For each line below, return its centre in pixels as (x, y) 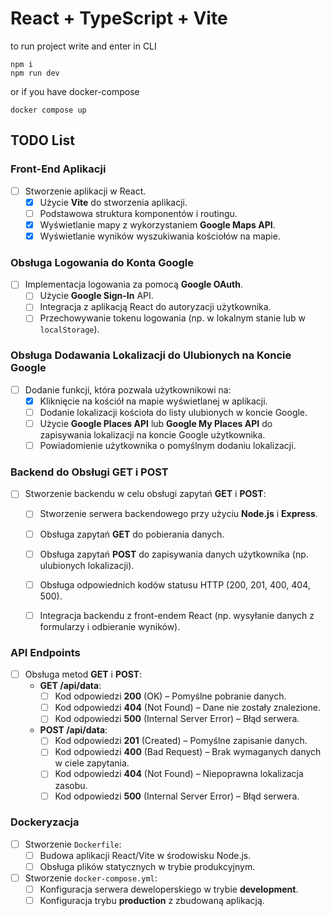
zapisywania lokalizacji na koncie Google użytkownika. (152, 435)
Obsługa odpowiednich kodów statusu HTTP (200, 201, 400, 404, (175, 584)
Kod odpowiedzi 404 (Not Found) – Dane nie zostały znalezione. (187, 708)
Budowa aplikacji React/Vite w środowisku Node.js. (145, 855)
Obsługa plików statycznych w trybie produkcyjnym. (147, 866)
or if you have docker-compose (75, 91)
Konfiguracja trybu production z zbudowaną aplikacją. (152, 901)
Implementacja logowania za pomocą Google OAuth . (133, 284)
